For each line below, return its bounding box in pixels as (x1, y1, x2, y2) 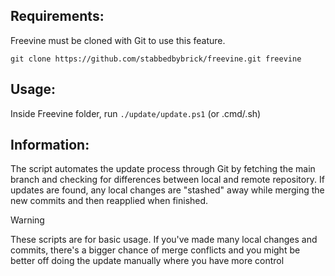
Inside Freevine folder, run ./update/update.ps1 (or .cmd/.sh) (10, 107, 262, 119)
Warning (10, 214, 45, 226)
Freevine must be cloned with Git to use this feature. (10, 34, 226, 46)
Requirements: (10, 8, 105, 25)
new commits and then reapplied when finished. (10, 195, 209, 207)
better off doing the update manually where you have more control (10, 255, 285, 267)
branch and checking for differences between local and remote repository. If (10, 174, 325, 186)
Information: (10, 137, 90, 154)
